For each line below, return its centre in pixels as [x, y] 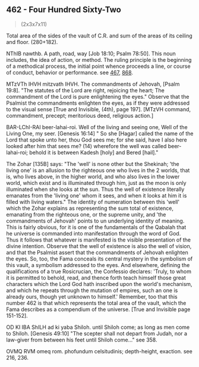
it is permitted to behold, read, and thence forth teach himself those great [96, 277]
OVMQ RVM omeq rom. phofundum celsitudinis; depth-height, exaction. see [99, 351]
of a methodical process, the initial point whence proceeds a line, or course [99, 66]
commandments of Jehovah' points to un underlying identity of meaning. [95, 221]
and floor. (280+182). [32, 42]
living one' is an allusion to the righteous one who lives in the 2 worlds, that [98, 170]
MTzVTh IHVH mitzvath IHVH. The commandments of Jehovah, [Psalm [93, 84]
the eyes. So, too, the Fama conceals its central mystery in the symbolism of [99, 259]
